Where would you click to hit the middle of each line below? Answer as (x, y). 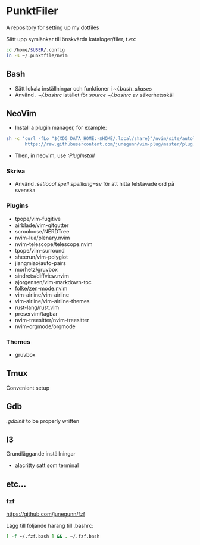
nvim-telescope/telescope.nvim (54, 244)
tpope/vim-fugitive (38, 219)
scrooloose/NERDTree (42, 231)
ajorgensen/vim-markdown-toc (53, 282)
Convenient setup (28, 388)
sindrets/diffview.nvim (42, 276)
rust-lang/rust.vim (37, 307)
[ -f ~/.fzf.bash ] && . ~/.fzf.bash (53, 537)
